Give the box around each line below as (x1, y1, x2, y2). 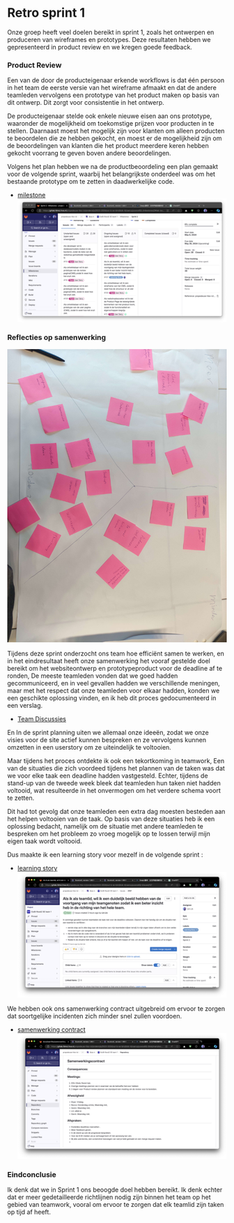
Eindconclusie (7, 1169, 57, 1179)
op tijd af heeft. (7, 1208, 51, 1216)
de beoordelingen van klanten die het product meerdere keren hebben (7, 142, 209, 150)
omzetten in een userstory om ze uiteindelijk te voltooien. (7, 743, 172, 751)
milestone (17, 191, 46, 200)
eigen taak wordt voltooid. (7, 836, 82, 845)
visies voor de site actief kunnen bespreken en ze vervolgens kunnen (7, 735, 207, 744)
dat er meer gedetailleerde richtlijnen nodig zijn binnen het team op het (7, 1192, 211, 1201)
